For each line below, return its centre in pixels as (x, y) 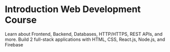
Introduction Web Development (73, 9)
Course (21, 20)
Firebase (14, 44)
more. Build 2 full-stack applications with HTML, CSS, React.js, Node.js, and (85, 39)
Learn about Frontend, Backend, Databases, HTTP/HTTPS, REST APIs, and (84, 34)
